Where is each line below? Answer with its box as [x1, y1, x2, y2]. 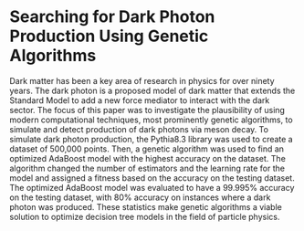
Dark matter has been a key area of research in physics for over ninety [9, 75, 276, 86]
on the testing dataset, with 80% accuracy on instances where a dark [9, 192, 271, 203]
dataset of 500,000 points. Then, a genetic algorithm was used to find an [9, 143, 285, 154]
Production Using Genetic [9, 26, 209, 47]
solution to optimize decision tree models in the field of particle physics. [9, 211, 280, 222]
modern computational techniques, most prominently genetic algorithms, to [9, 114, 294, 125]
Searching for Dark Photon [9, 6, 215, 27]
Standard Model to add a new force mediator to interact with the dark [9, 94, 270, 106]
